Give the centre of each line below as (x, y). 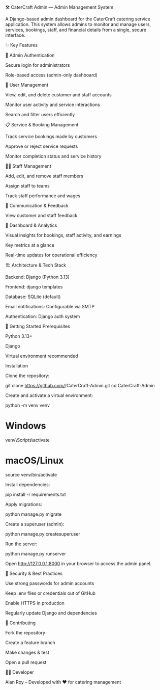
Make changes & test (27, 652)
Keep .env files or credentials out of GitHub (50, 593)
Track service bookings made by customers (51, 136)
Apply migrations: (24, 504)
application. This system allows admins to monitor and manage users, (78, 24)
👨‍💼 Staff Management (28, 166)
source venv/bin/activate (31, 474)
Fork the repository (25, 632)
